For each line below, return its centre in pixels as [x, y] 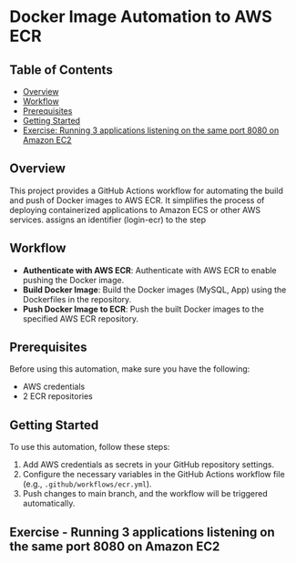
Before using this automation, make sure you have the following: [130, 369]
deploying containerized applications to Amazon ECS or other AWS [135, 210]
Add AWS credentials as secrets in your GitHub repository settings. [148, 465]
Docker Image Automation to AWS [141, 17]
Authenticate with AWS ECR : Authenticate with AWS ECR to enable [150, 270]
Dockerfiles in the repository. [77, 299]
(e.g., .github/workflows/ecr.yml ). [87, 484]
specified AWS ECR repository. [81, 318]
